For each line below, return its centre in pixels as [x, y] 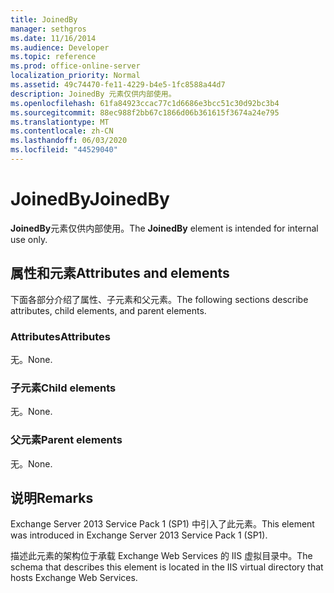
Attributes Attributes [60, 336]
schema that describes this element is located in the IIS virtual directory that [167, 567]
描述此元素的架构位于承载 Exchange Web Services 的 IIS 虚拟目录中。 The [161, 556]
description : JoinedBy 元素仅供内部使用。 [93, 94]
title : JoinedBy [44, 19]
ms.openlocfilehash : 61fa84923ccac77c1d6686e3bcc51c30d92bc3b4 [145, 103]
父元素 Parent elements [66, 440]
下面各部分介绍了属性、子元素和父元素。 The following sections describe [159, 299]
